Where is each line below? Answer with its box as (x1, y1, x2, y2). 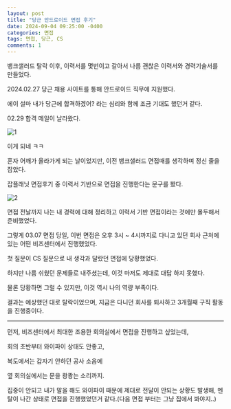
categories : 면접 (7, 29, 54, 36)
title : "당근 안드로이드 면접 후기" (7, 16, 96, 23)
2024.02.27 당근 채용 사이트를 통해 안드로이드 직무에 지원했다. (7, 85, 175, 93)
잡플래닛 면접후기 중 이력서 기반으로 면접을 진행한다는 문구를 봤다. (7, 180, 184, 188)
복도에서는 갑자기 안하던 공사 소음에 (7, 357, 103, 365)
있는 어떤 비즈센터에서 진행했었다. (7, 240, 98, 247)
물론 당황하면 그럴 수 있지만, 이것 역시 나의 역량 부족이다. (7, 283, 159, 291)
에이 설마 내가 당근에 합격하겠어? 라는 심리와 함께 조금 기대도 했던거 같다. (7, 100, 203, 107)
